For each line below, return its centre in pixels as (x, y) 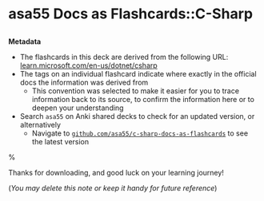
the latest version (60, 141)
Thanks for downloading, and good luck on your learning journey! (116, 172)
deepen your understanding (78, 108)
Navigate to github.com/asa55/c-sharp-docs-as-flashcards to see (140, 133)
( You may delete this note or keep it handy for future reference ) (113, 187)
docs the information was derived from (84, 82)
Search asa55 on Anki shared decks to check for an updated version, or (137, 116)
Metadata (25, 41)
